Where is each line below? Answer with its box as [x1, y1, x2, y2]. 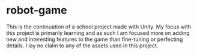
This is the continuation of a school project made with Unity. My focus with [6, 23, 192, 30]
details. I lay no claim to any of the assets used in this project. [6, 42, 159, 49]
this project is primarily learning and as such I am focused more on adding [6, 29, 190, 36]
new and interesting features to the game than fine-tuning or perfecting [6, 35, 183, 43]
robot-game [6, 4, 67, 17]
